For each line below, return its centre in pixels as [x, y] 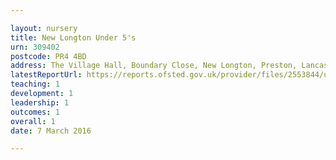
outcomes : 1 [35, 112]
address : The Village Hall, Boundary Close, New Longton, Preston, [154, 66]
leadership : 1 [40, 102]
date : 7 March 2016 [51, 131]
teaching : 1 [35, 84]
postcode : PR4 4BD [48, 56]
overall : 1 [33, 121]
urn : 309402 [35, 47]
